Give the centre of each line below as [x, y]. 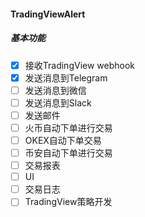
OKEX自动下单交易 [63, 140]
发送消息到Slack [58, 102]
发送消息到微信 [55, 90]
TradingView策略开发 [68, 202]
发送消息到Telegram [66, 77]
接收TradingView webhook [80, 65]
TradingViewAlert [48, 14]
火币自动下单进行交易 [68, 127]
